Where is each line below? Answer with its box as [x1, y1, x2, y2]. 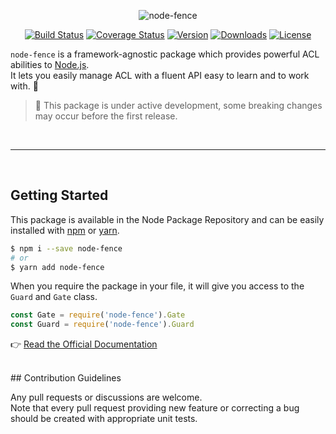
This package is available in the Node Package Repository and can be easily [10, 213, 325, 225]
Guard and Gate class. [10, 291, 98, 303]
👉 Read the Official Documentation [10, 338, 158, 350]
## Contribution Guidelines [10, 372, 122, 384]
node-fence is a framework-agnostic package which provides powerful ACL [10, 48, 320, 60]
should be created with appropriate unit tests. [10, 413, 198, 425]
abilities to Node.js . [10, 59, 90, 70]
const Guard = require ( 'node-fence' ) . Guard [10, 320, 195, 330]
